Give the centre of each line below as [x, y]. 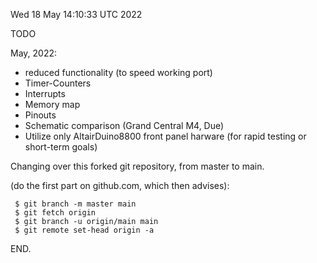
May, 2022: [34, 53]
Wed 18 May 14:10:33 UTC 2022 [76, 14]
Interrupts [45, 93]
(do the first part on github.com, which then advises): [120, 185]
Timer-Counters [58, 83]
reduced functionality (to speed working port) [118, 72]
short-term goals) [61, 147]
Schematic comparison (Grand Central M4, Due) [124, 125]
